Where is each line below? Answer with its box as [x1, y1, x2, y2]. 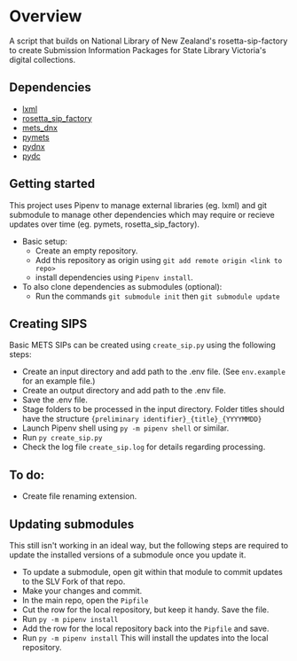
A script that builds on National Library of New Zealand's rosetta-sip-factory [9, 35, 288, 46]
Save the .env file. [21, 394, 89, 405]
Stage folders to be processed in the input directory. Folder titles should [21, 404, 285, 415]
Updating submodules [9, 517, 135, 532]
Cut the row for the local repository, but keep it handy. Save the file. [21, 604, 270, 615]
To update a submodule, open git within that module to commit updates [21, 567, 284, 577]
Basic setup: [21, 236, 68, 246]
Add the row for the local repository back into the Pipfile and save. [21, 623, 270, 634]
